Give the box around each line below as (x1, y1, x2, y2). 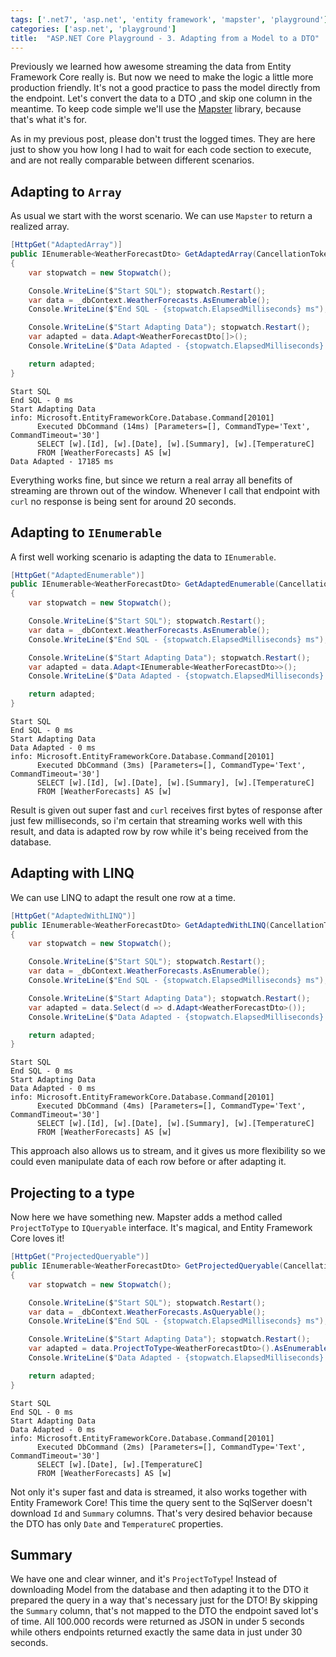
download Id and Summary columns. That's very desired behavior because (10, 1507, 313, 1519)
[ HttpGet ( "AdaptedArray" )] (10, 240, 123, 250)
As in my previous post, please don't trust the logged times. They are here (10, 133, 316, 145)
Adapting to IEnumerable (10, 524, 163, 541)
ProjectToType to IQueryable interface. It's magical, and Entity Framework (10, 1222, 313, 1234)
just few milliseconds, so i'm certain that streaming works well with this (10, 815, 303, 826)
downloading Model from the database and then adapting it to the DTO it (10, 1584, 309, 1596)
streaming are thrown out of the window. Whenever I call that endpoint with (10, 484, 321, 496)
